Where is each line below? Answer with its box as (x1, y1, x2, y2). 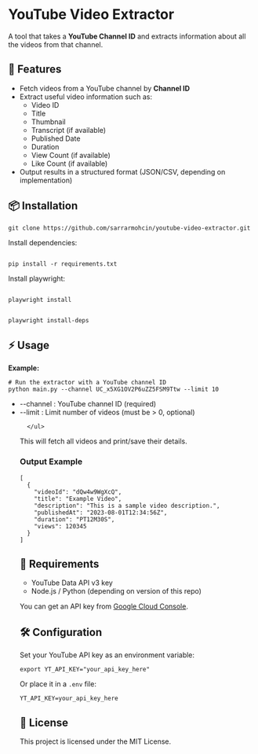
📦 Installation (8, 199, 78, 213)
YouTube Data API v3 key (31, 578, 114, 587)
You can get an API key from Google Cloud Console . (19, 601, 188, 611)
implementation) (19, 175, 73, 185)
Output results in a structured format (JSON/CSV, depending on (19, 167, 226, 176)
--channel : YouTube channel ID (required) (19, 399, 157, 409)
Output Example (19, 456, 83, 467)
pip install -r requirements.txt (8, 259, 118, 268)
